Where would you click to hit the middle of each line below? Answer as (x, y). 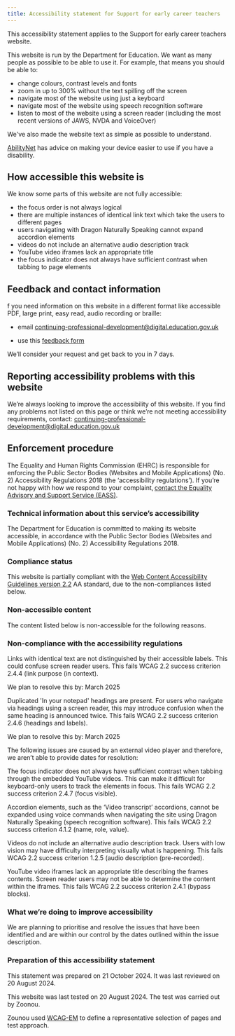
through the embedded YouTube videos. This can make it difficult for (106, 779)
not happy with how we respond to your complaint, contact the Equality (109, 487)
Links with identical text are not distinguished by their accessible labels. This (117, 659)
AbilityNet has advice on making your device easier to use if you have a (110, 147)
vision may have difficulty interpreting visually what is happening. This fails (115, 851)
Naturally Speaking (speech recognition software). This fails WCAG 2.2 (109, 822)
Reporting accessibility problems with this (101, 376)
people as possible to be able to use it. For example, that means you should (116, 62)
